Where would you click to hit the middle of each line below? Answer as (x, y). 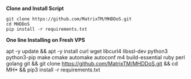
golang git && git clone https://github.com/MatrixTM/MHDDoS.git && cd (92, 64)
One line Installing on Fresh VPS (46, 40)
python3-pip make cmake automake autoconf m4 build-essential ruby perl (95, 57)
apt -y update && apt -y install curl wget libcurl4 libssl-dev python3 (87, 51)
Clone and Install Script (35, 8)
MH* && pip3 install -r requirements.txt (53, 70)
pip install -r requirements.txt (47, 29)
